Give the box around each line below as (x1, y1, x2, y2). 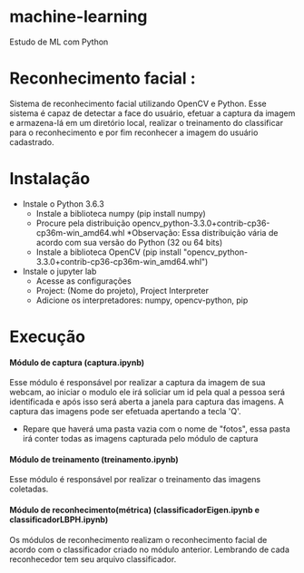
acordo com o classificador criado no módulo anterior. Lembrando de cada (9, 544, 290, 555)
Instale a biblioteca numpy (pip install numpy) (35, 208, 206, 219)
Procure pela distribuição (35, 218, 131, 228)
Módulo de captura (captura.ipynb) (9, 356, 145, 368)
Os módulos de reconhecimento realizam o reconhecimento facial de (9, 534, 268, 545)
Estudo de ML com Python (9, 36, 109, 47)
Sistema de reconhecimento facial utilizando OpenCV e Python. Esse (9, 98, 267, 109)
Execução (9, 326, 86, 346)
